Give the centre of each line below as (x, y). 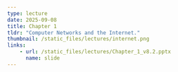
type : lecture (28, 13)
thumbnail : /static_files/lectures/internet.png (78, 39)
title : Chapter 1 (32, 26)
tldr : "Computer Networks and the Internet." (73, 33)
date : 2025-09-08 (32, 20)
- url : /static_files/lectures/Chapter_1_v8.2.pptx (95, 52)
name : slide (42, 58)
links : (17, 45)
